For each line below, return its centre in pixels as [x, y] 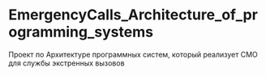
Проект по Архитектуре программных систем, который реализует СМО [133, 54]
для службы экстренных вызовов [66, 63]
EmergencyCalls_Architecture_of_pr [133, 15]
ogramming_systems [81, 32]
